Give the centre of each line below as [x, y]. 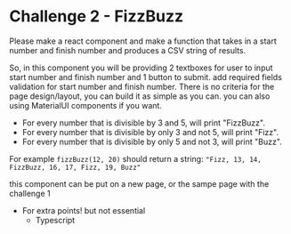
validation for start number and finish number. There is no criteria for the [142, 86]
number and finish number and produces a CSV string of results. [128, 50]
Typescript [55, 220]
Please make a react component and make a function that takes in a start [143, 41]
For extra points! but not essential [84, 210]
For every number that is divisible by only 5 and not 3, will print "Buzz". [152, 141]
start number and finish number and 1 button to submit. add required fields [146, 77]
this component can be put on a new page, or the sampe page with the [139, 183]
